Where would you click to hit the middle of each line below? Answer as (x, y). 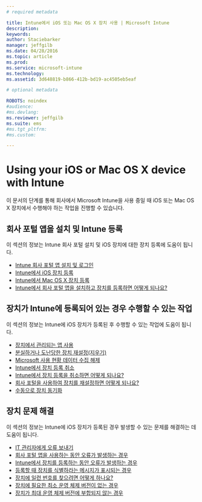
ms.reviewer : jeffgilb (35, 118)
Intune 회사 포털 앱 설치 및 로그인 (54, 265)
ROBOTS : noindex (27, 101)
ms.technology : (25, 73)
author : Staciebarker (34, 40)
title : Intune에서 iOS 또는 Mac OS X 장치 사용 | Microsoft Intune (88, 23)
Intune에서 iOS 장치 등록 (44, 272)
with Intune (35, 183)
